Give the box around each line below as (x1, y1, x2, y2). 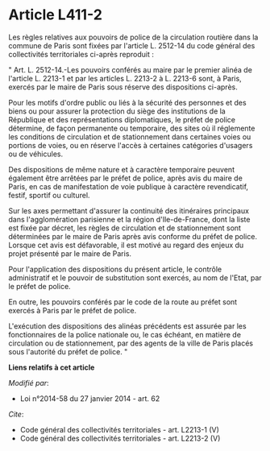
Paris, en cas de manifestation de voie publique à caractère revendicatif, (8, 181, 248, 191)
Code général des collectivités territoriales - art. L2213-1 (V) (19, 424, 220, 434)
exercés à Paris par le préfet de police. (8, 305, 137, 315)
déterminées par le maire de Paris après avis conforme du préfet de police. (8, 231, 258, 241)
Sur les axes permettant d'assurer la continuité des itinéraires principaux (8, 205, 250, 215)
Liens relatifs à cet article (8, 362, 95, 372)
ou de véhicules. (8, 149, 63, 159)
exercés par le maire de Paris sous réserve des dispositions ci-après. (8, 82, 238, 92)
